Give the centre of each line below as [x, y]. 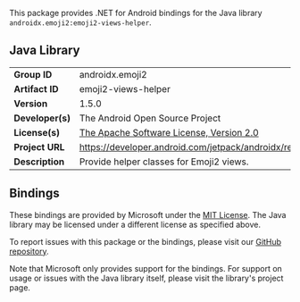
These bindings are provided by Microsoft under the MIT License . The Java [148, 214]
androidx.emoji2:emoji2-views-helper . [80, 22]
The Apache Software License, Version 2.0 [169, 132]
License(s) [37, 132]
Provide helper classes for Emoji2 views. [164, 162]
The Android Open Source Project [150, 118]
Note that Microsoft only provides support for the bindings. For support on [146, 268]
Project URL [39, 147]
